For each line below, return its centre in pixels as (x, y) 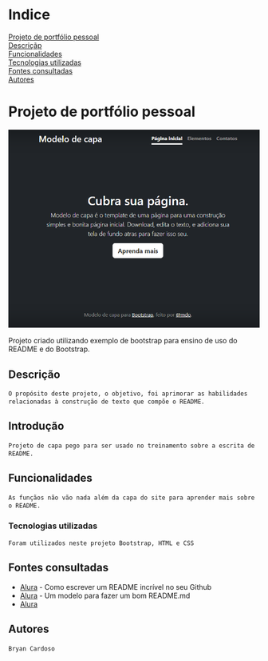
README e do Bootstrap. (49, 349)
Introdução (36, 426)
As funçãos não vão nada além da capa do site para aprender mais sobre (132, 498)
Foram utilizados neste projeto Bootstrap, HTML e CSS (101, 543)
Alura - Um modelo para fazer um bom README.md (105, 595)
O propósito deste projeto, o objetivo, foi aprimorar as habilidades (128, 394)
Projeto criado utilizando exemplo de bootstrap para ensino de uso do (123, 341)
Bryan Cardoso (32, 649)
